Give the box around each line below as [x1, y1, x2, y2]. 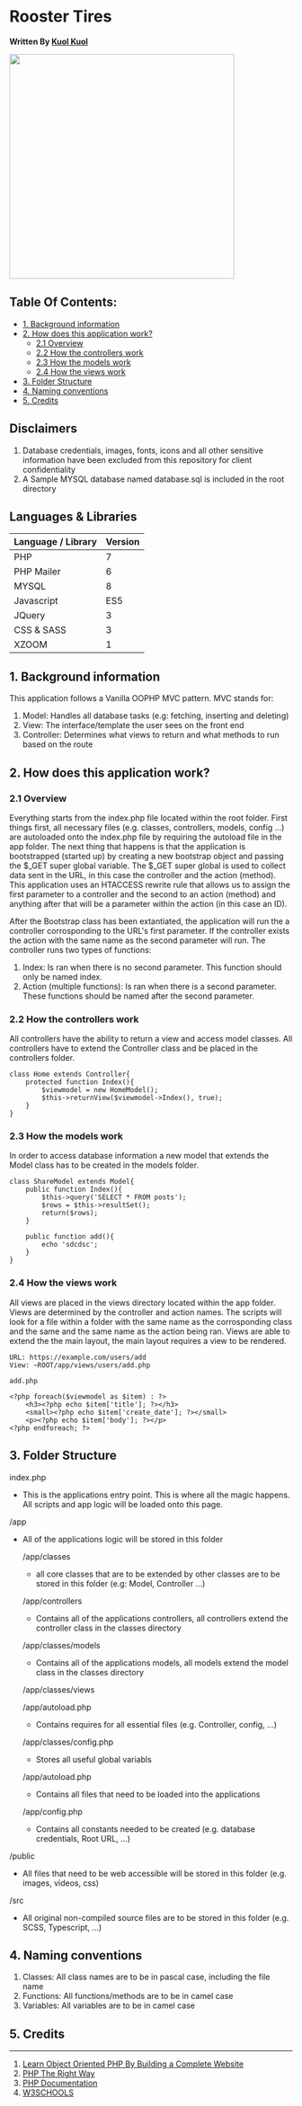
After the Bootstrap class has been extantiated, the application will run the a [9, 915, 290, 927]
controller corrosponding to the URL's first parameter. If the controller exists [9, 925, 290, 936]
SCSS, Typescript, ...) [22, 1922, 102, 1933]
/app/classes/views [22, 1684, 95, 1695]
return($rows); [41, 1209, 99, 1218]
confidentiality [22, 464, 76, 475]
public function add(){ [25, 1232, 115, 1241]
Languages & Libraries [9, 509, 138, 524]
